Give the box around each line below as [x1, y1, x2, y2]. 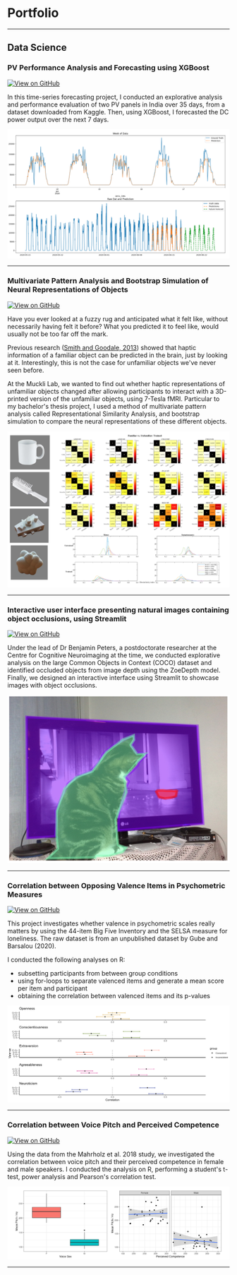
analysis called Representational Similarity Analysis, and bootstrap [7, 409, 200, 418]
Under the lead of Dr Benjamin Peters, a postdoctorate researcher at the [7, 644, 217, 652]
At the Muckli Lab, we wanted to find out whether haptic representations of [7, 379, 226, 388]
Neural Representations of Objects [7, 285, 128, 294]
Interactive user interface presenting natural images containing [7, 605, 229, 615]
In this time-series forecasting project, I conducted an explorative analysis [7, 92, 223, 101]
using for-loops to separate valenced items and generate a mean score [17, 976, 224, 986]
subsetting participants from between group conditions [17, 969, 178, 978]
